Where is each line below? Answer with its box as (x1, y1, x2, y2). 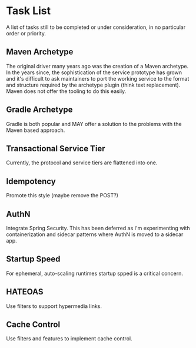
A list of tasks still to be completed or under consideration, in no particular (6, 24, 186, 31)
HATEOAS (6, 287, 44, 297)
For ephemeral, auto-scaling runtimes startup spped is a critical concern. (6, 270, 184, 277)
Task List (6, 4, 51, 18)
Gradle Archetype (6, 105, 73, 115)
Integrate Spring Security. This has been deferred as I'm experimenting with (6, 225, 190, 231)
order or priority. (6, 29, 46, 37)
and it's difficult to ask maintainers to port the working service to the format (6, 75, 190, 82)
